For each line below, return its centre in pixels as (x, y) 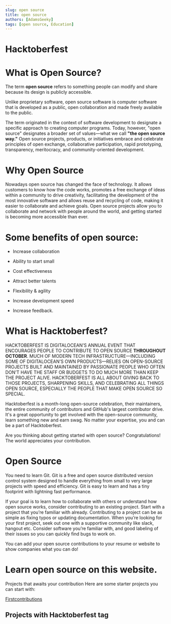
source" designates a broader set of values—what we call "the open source (85, 133)
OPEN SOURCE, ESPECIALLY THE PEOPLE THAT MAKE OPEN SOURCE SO (84, 389)
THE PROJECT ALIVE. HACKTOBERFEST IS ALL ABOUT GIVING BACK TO (82, 378)
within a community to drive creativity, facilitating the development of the (82, 195)
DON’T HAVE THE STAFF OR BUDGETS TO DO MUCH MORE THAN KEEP (82, 373)
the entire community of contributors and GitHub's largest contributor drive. (85, 409)
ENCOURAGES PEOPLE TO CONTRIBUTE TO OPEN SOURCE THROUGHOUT (85, 351)
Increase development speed (43, 301)
